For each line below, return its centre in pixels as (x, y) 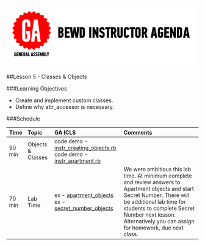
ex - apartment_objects (84, 195)
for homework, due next (154, 228)
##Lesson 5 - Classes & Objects (47, 76)
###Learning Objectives (37, 88)
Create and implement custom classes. (64, 100)
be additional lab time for (155, 202)
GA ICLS (65, 132)
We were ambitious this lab (157, 169)
